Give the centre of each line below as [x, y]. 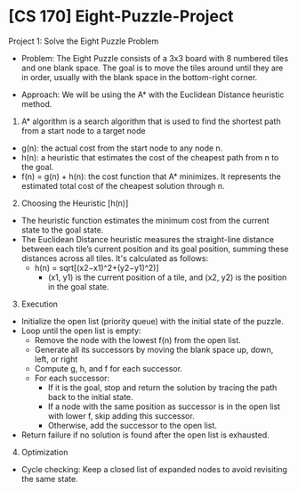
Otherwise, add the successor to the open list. [132, 425]
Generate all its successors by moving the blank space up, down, [154, 349]
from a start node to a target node [83, 130]
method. [36, 103]
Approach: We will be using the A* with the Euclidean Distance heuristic [153, 94]
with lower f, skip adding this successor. [121, 415]
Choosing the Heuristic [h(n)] [75, 203]
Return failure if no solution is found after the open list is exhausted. [145, 435]
